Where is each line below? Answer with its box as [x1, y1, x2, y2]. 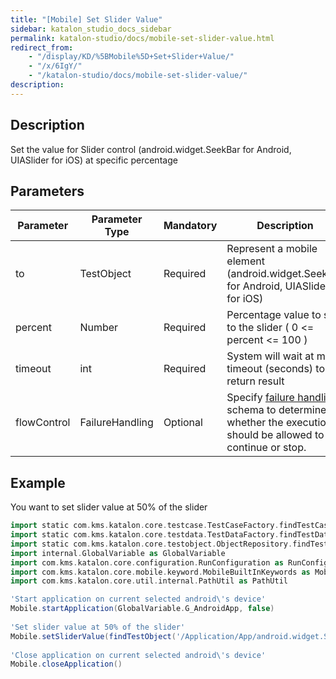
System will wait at [226, 349, 315, 363]
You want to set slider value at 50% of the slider [10, 501, 208, 513]
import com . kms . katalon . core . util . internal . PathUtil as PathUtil [10, 576, 288, 586]
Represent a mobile [226, 242, 318, 256]
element [226, 254, 265, 268]
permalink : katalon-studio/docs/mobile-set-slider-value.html [10, 33, 275, 43]
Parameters [10, 182, 85, 200]
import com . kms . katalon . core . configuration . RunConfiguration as [10, 557, 284, 568]
